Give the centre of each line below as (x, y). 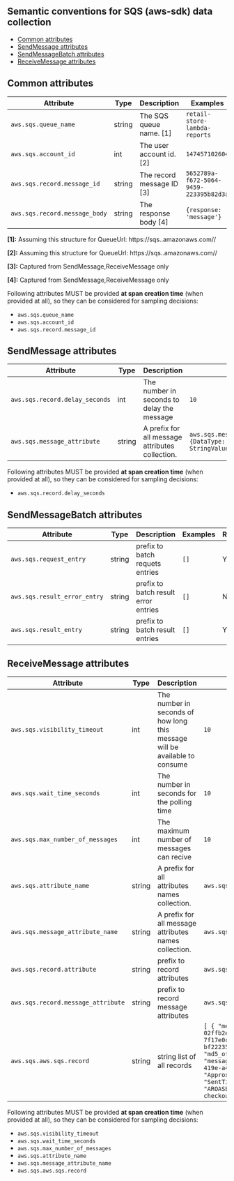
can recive (174, 857)
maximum (173, 831)
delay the (158, 409)
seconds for (177, 793)
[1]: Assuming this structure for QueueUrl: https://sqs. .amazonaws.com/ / (112, 239)
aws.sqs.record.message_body (59, 213)
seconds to (161, 400)
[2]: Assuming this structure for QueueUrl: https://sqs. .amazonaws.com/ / (112, 253)
